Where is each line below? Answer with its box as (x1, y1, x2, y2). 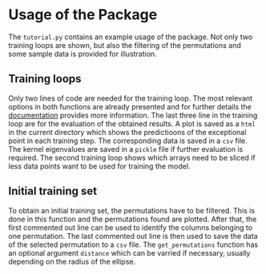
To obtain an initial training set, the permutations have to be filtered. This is (8, 205, 255, 215)
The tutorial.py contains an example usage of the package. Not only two (8, 32, 253, 42)
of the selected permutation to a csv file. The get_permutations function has (8, 240, 259, 249)
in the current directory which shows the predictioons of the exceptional (8, 127, 247, 137)
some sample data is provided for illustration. (8, 49, 158, 58)
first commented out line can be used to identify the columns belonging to (8, 222, 253, 232)
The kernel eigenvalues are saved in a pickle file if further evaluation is (8, 144, 244, 153)
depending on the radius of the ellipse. (8, 256, 136, 266)
